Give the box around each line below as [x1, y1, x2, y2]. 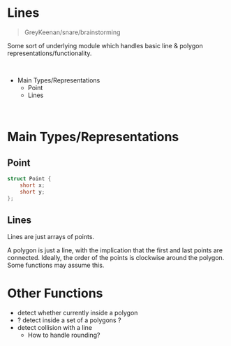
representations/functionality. [7, 49, 92, 57]
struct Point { [7, 175, 52, 182]
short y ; [20, 188, 45, 195]
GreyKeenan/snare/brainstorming [24, 28, 121, 36]
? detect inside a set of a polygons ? [17, 316, 121, 324]
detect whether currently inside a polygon [17, 309, 138, 317]
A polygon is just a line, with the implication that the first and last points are [7, 246, 223, 254]
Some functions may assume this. [7, 261, 105, 270]
